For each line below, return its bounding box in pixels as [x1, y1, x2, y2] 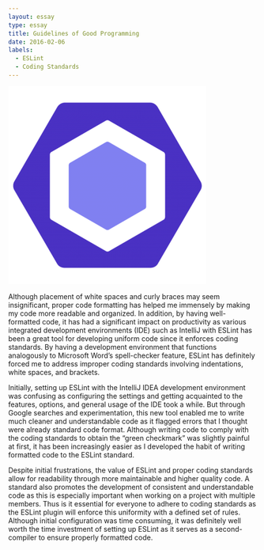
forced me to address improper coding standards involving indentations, [8, 358, 243, 368]
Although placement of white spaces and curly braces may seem [8, 291, 220, 301]
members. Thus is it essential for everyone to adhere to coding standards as [8, 499, 257, 508]
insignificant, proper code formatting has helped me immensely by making [8, 300, 251, 309]
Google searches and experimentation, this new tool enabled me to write [8, 408, 245, 417]
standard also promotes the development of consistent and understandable [8, 482, 255, 491]
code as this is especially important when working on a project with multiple [8, 491, 255, 500]
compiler [8, 533, 37, 542]
